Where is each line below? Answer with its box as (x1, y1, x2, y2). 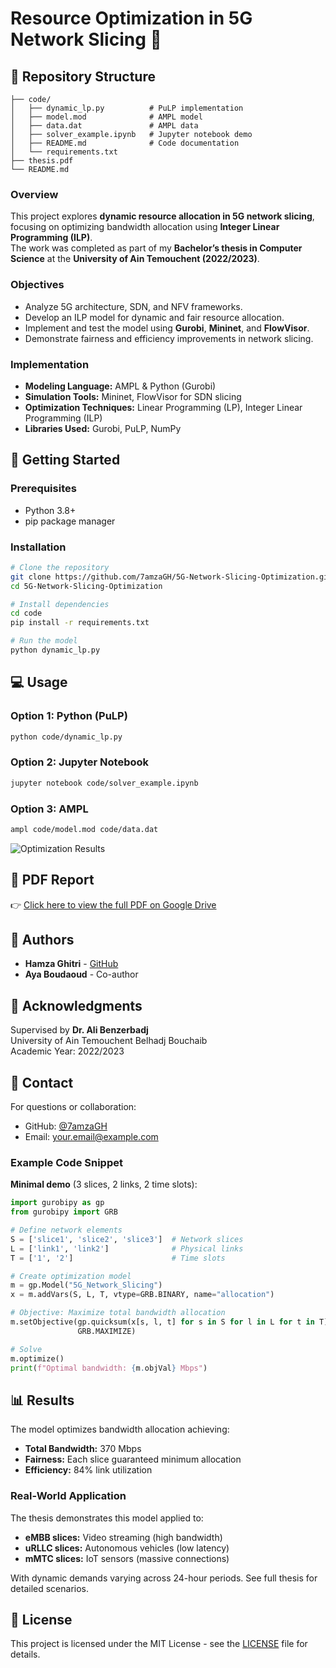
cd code (10, 608, 43, 619)
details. (10, 1648, 41, 1661)
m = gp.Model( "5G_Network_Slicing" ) (10, 1280, 163, 1291)
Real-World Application (10, 1489, 127, 1503)
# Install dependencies (10, 599, 110, 609)
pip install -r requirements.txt (10, 618, 150, 628)
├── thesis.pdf (10, 156, 74, 166)
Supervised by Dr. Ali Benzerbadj (10, 1024, 149, 1036)
